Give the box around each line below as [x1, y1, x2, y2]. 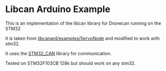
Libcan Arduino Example [5, 4, 111, 15]
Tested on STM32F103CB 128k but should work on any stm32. [5, 60, 136, 66]
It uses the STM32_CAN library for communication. [5, 50, 112, 56]
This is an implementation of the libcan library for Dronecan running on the [5, 20, 161, 26]
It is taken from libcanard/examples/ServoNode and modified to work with [5, 35, 160, 41]
